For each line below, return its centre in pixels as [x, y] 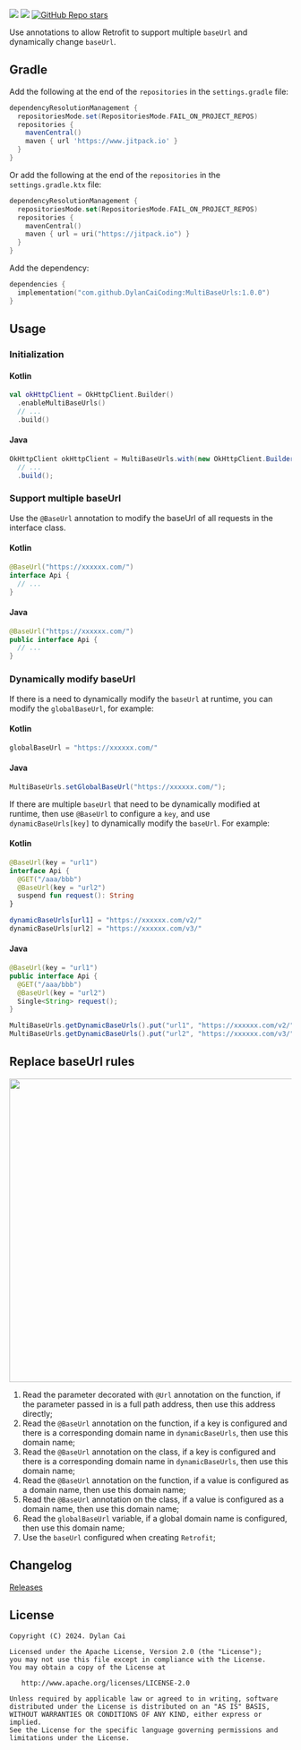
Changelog [41, 1566]
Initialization [37, 354]
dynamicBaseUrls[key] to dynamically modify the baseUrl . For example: [140, 823]
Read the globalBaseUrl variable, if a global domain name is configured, [155, 1518]
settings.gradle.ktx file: [56, 184]
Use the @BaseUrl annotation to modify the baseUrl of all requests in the [141, 518]
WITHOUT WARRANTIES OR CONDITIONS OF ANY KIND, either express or [136, 1714]
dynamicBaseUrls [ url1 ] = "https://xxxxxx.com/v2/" [106, 921]
